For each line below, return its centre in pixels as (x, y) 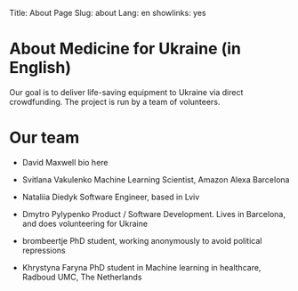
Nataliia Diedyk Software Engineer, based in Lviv (111, 197)
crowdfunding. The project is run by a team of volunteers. (115, 101)
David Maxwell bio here (65, 162)
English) (40, 68)
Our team (44, 138)
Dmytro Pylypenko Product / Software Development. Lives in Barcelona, (154, 214)
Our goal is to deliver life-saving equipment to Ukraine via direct (126, 92)
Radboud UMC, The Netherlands (82, 277)
